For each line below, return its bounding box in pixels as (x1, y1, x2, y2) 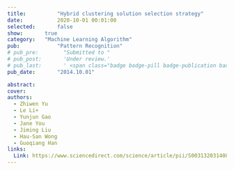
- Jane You (13, 120, 45, 127)
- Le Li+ (13, 107, 39, 114)
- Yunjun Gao (13, 114, 52, 121)
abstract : (7, 81, 36, 88)
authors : (7, 94, 33, 101)
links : (7, 146, 26, 153)
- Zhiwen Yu (13, 100, 49, 108)
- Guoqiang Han (13, 139, 58, 146)
